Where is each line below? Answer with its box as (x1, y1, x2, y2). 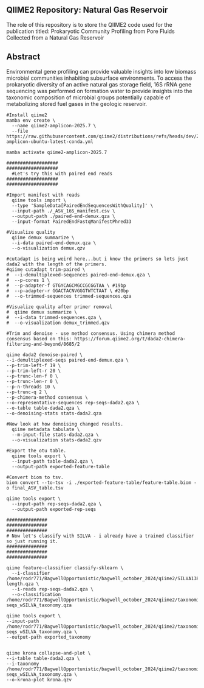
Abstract (6, 52, 41, 62)
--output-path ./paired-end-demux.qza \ (12, 213, 115, 219)
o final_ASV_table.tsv (6, 485, 64, 491)
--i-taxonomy (6, 661, 39, 667)
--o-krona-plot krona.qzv (6, 676, 72, 683)
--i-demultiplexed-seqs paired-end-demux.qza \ (6, 357, 129, 363)
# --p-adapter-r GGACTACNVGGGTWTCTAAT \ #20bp (6, 287, 129, 294)
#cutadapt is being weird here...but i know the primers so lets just (6, 256, 189, 262)
